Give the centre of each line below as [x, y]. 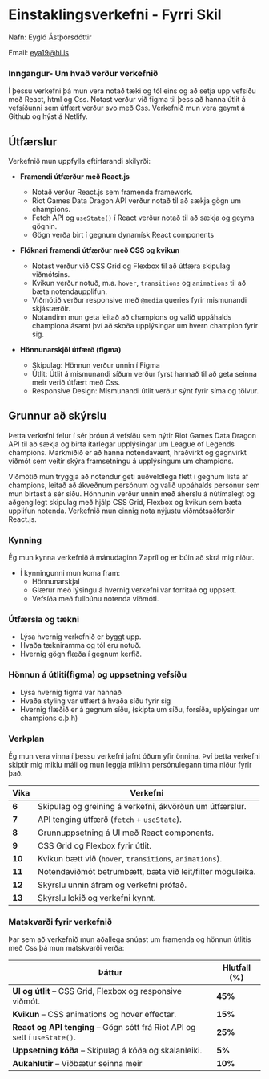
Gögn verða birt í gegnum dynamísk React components [123, 235]
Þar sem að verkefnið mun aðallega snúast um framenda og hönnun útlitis [130, 939]
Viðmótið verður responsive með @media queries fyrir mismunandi [139, 300]
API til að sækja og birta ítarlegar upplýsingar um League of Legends [121, 444]
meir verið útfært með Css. [76, 382]
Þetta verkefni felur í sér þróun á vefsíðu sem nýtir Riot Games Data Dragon [132, 435]
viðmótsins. [51, 275]
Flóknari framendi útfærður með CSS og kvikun [100, 250]
